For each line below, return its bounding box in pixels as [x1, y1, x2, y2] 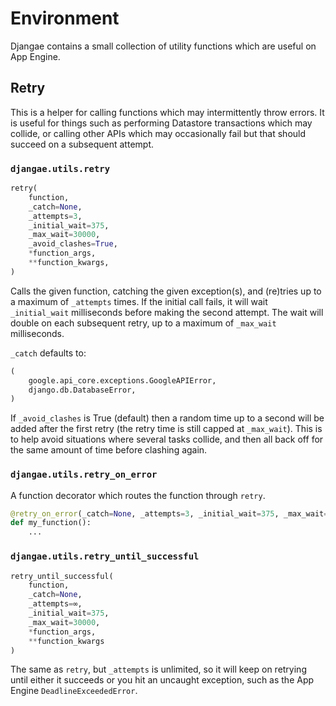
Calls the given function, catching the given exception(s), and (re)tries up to [10, 285, 322, 297]
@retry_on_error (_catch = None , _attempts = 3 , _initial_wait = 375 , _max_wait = [10, 508, 329, 519]
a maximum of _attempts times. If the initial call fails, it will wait [10, 295, 268, 307]
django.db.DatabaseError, [28, 385, 137, 395]
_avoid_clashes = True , [28, 239, 118, 249]
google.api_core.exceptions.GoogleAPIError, [28, 375, 217, 386]
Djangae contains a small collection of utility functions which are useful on [10, 40, 317, 52]
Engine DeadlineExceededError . [10, 685, 138, 697]
